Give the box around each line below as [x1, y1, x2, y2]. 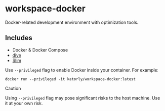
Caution [5, 85, 21, 91]
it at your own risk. [5, 100, 43, 106]
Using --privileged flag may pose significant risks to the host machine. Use [5, 95, 161, 101]
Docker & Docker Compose [12, 47, 68, 53]
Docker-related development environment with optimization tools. [5, 19, 139, 25]
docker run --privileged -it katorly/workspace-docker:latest [5, 76, 136, 82]
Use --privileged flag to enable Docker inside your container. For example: [5, 67, 159, 73]
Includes [5, 34, 33, 42]
